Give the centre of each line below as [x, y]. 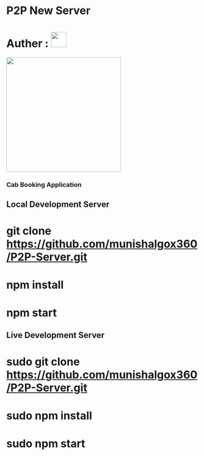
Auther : [27, 44]
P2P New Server [48, 11]
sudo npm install [49, 415]
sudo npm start [46, 443]
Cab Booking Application [44, 185]
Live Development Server [56, 335]
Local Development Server [58, 205]
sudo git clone [43, 361]
